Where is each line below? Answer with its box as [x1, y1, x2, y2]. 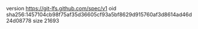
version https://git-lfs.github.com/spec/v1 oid [6, 5, 117, 12]
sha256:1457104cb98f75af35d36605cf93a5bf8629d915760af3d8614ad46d [6, 11, 193, 18]
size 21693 [32, 17, 59, 24]
